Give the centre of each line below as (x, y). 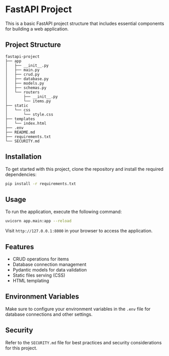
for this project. (21, 348)
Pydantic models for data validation (50, 270)
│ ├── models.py (25, 83)
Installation (23, 157)
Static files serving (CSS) (39, 275)
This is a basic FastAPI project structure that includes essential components (85, 23)
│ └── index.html (26, 123)
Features (20, 247)
